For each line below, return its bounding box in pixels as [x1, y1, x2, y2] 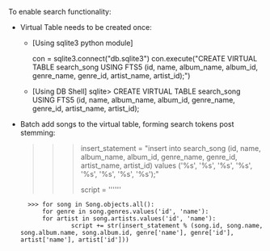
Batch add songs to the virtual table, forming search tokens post [19, 119, 234, 128]
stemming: [19, 128, 56, 137]
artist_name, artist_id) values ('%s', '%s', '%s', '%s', [80, 161, 253, 170]
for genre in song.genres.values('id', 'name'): [41, 207, 209, 215]
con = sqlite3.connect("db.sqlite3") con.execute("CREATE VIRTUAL [32, 54, 258, 63]
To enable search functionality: [8, 7, 112, 16]
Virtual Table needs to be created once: [19, 23, 152, 31]
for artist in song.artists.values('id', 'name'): [41, 215, 217, 223]
